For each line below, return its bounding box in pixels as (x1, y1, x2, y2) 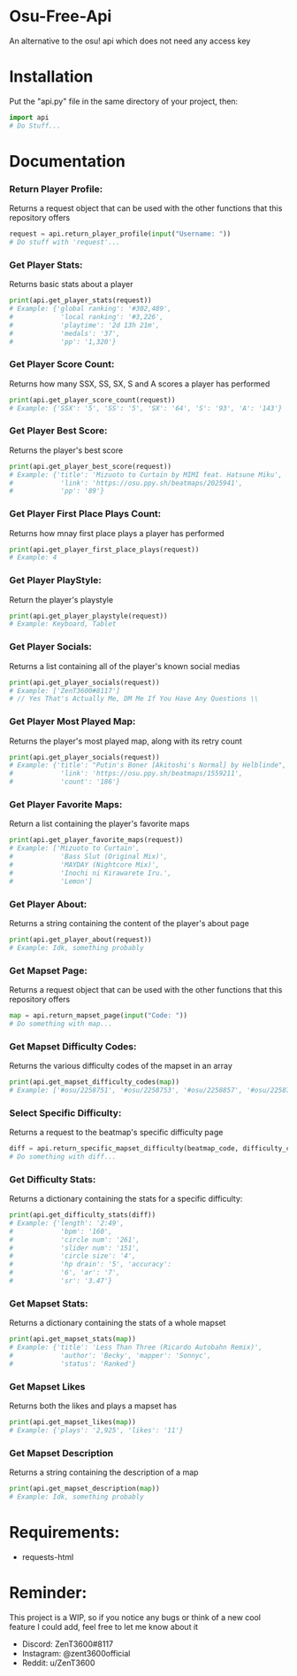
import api (9, 113, 49, 121)
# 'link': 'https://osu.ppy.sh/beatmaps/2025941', (9, 479, 243, 487)
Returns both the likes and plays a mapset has (9, 1400, 177, 1411)
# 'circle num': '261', (9, 1235, 141, 1244)
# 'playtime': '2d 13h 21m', (9, 321, 161, 330)
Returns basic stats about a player (9, 279, 133, 290)
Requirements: (9, 1523, 120, 1543)
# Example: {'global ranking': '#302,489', (9, 304, 172, 314)
